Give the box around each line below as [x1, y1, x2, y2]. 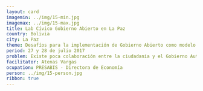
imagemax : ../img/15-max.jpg [6, 20, 80, 26]
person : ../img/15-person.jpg [6, 70, 83, 76]
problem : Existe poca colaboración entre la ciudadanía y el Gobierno [6, 53, 188, 59]
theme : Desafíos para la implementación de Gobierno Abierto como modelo [6, 43, 196, 48]
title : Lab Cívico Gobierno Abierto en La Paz [6, 25, 126, 32]
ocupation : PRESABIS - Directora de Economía [6, 64, 123, 71]
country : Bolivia [6, 31, 50, 37]
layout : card [6, 8, 39, 15]
